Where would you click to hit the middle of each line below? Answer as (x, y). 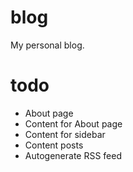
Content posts (54, 145)
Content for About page (73, 123)
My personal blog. (47, 45)
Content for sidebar (65, 134)
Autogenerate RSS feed (73, 155)
